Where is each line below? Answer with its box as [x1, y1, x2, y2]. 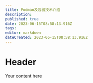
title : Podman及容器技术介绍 [5, 7, 61, 12]
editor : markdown [5, 30, 41, 35]
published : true [5, 16, 39, 21]
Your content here [5, 73, 42, 79]
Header [5, 57, 36, 68]
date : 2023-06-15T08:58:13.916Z [5, 21, 72, 26]
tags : [5, 26, 16, 31]
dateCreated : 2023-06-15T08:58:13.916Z [5, 35, 88, 40]
